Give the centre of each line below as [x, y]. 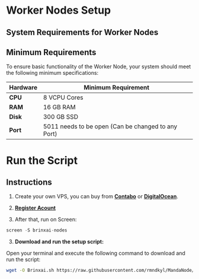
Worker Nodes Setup [59, 10]
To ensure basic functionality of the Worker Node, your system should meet [99, 66]
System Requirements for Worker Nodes [82, 32]
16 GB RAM [59, 107]
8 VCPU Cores [63, 97]
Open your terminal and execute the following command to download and [96, 253]
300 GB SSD [61, 117]
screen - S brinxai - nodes [37, 230]
